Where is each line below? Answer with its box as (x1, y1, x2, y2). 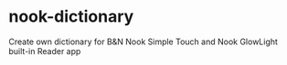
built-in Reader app (8, 45, 81, 56)
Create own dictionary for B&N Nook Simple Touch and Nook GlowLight (8, 36, 278, 47)
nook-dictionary (8, 6, 134, 27)
